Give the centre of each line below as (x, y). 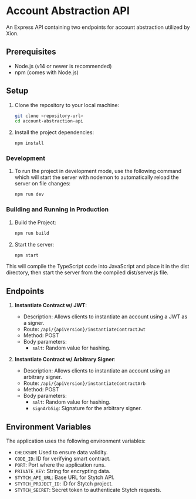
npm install (29, 143)
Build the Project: (36, 222)
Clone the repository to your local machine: (67, 105)
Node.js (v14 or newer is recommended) (63, 66)
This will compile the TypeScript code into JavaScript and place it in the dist (98, 267)
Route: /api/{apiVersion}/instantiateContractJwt (85, 329)
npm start (27, 255)
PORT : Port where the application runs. (60, 465)
